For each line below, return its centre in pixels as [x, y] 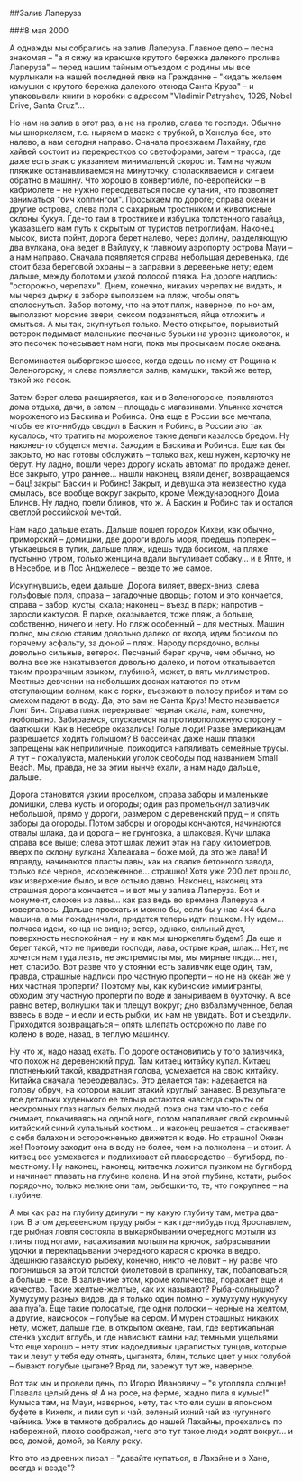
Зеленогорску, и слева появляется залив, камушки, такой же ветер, [141, 370]
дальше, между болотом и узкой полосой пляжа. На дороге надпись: [143, 276]
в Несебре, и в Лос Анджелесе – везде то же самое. [111, 568]
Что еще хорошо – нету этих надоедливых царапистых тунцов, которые [148, 1346]
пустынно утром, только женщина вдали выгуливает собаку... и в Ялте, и [150, 558]
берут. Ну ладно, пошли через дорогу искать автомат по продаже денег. [150, 464]
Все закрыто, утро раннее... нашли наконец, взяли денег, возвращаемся [150, 474]
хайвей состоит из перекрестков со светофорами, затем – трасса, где [146, 151]
